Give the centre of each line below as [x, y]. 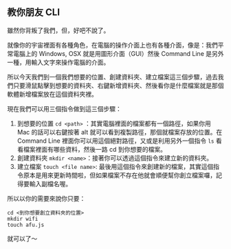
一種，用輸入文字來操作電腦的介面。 [58, 62]
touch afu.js [26, 225]
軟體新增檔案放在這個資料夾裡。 [52, 94]
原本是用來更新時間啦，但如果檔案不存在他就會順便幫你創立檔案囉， [120, 175]
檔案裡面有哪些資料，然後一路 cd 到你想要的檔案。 [95, 149]
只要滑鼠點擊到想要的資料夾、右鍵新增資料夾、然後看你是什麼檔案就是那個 [118, 86]
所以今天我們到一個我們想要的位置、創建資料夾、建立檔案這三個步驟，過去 [112, 77]
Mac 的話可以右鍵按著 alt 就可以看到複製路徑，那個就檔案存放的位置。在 [120, 132]
